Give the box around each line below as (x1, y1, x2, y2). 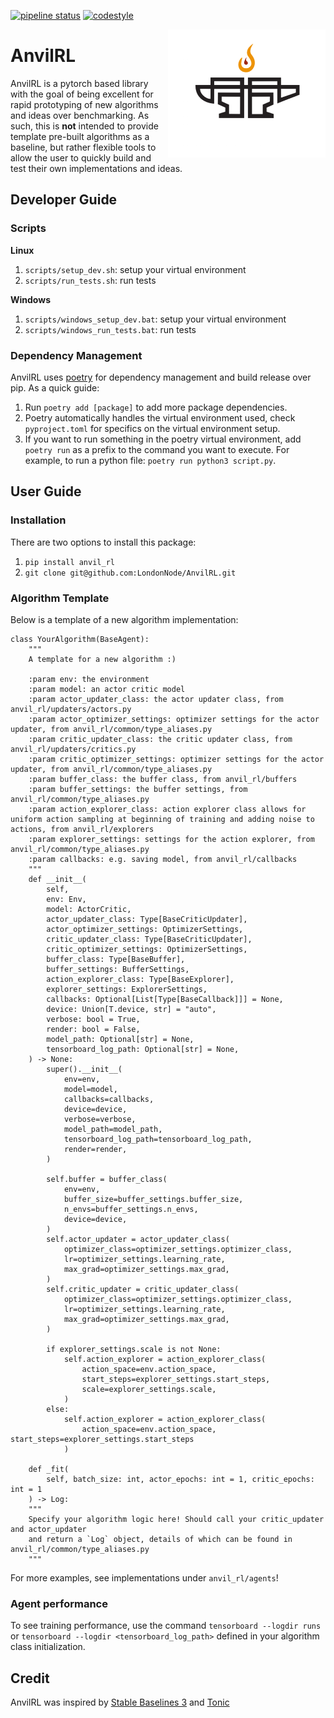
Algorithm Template (10, 591, 110, 605)
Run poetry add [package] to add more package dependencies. (24, 401, 288, 413)
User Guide (10, 483, 82, 500)
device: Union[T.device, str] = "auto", (46, 1004, 217, 1014)
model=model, (63, 1084, 118, 1094)
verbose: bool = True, (46, 1014, 141, 1024)
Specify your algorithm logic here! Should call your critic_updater (28, 1514, 325, 1524)
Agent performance (10, 1596, 108, 1610)
